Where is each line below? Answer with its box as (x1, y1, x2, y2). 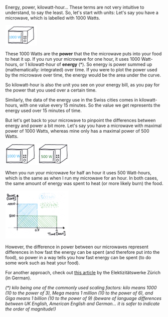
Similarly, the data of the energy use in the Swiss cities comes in (5, 97, 138, 103)
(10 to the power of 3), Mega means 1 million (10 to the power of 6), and (5, 290, 153, 296)
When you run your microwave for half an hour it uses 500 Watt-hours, (5, 170, 151, 176)
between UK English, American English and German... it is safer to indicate (5, 301, 160, 307)
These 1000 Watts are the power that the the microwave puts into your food (5, 51, 162, 57)
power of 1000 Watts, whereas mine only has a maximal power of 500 (5, 128, 149, 134)
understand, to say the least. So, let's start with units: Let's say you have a (5, 10, 159, 16)
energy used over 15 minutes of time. (5, 108, 82, 114)
